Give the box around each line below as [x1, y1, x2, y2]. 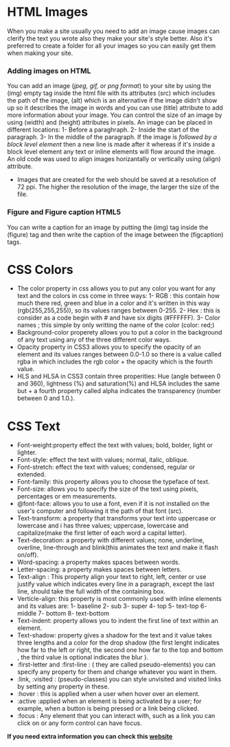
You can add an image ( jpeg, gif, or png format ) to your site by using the [7, 82, 211, 90]
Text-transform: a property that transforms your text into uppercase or [16, 514, 216, 523]
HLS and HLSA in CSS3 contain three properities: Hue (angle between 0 [16, 372, 221, 381]
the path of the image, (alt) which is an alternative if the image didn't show [7, 96, 218, 105]
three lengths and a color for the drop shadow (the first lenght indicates [16, 638, 220, 647]
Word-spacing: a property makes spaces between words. [16, 558, 181, 567]
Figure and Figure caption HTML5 [7, 207, 122, 217]
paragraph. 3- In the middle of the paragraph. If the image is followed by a [7, 133, 218, 141]
